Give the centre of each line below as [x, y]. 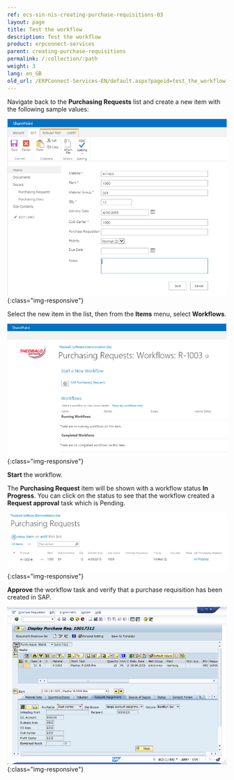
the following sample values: [48, 109]
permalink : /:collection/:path [53, 59]
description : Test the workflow [54, 37]
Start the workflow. [35, 475]
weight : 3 [22, 66]
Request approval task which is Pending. [66, 503]
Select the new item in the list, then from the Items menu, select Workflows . [117, 314]
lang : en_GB [24, 73]
